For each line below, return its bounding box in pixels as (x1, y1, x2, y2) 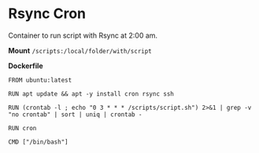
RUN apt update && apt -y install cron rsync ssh (8, 89, 175, 98)
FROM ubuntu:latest (8, 76, 72, 84)
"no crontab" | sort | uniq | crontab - (8, 111, 143, 118)
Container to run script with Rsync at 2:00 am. (8, 31, 158, 40)
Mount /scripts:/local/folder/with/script (8, 46, 152, 55)
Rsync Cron (8, 5, 87, 23)
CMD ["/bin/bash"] (8, 138, 68, 146)
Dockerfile (8, 60, 43, 71)
